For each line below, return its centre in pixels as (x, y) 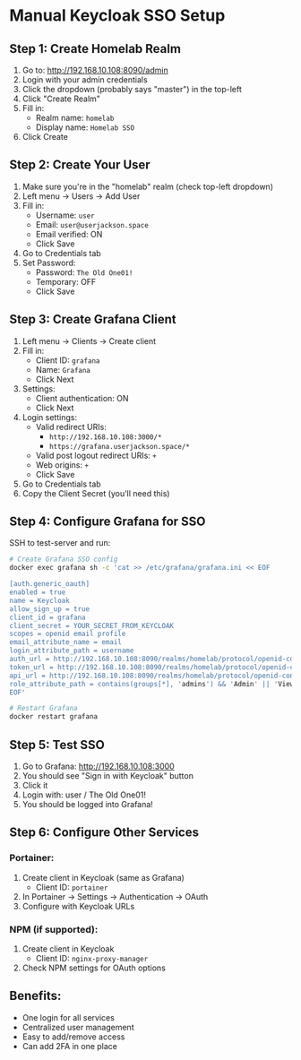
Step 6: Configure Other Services (104, 833)
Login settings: (50, 417)
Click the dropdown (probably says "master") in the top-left (132, 89)
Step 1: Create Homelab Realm (95, 49)
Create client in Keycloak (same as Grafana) (103, 877)
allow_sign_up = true (50, 609)
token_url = (31, 667)
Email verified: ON (69, 234)
